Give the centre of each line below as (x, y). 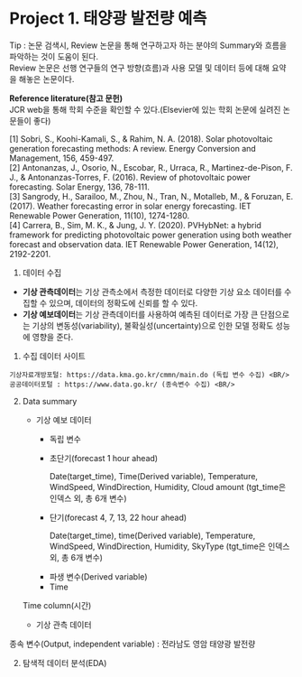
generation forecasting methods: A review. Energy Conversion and (133, 148)
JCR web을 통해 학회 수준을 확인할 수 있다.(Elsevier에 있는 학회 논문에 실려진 (145, 109)
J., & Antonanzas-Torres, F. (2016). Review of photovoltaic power (130, 177)
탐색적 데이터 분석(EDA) (64, 663)
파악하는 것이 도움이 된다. (54, 56)
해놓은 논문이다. (46, 79)
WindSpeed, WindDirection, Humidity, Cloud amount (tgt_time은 (168, 487)
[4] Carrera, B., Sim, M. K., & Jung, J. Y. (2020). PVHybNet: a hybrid (135, 225)
